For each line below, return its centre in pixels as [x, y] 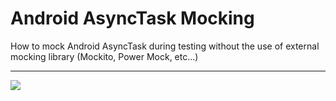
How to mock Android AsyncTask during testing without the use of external [165, 46]
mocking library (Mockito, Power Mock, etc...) [104, 56]
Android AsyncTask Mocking [132, 18]
